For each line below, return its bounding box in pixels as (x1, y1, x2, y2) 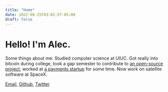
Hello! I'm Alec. (5, 38, 71, 50)
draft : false (5, 17, 33, 22)
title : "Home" (5, 7, 35, 13)
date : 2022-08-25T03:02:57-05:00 (5, 12, 76, 17)
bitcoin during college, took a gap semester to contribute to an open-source (5, 61, 163, 67)
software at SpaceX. (5, 71, 48, 77)
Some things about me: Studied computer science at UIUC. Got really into (5, 55, 158, 61)
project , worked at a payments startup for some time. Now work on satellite (5, 66, 162, 72)
